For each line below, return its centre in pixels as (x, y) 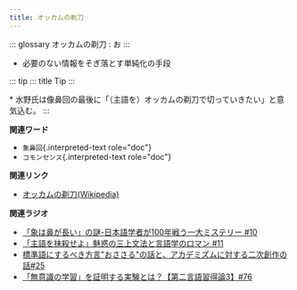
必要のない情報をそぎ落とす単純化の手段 (96, 62)
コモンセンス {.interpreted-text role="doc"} (97, 156)
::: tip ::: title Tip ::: (42, 80)
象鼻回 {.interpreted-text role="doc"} (87, 147)
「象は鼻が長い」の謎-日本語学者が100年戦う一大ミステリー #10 (140, 232)
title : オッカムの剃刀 (47, 17)
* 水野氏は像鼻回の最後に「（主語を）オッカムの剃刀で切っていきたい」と (143, 99)
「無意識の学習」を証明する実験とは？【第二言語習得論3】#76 (137, 277)
